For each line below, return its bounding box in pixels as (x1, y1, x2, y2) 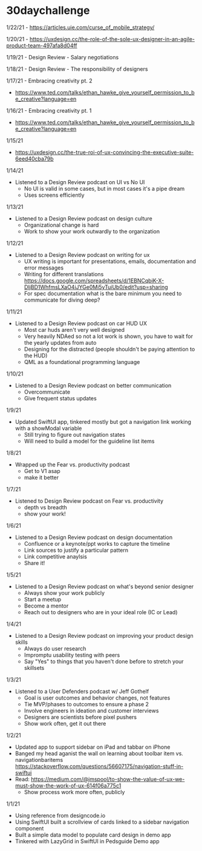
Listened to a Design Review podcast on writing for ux (15, 251, 150, 258)
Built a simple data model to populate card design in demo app (15, 831, 171, 838)
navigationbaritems (15, 756, 64, 763)
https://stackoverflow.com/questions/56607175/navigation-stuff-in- (15, 763, 184, 770)
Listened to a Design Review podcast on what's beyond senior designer (15, 583, 194, 590)
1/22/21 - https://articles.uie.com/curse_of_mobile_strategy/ (6, 24, 155, 31)
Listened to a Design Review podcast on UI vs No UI (15, 178, 145, 185)
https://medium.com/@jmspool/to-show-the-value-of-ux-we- (31, 775, 185, 783)
